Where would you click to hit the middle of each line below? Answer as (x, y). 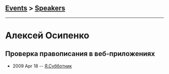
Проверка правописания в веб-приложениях (80, 54)
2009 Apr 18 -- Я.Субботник (42, 66)
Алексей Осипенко (47, 35)
